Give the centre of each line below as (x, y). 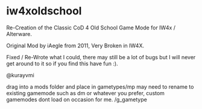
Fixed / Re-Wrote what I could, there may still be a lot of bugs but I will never (101, 57)
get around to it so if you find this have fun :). (62, 63)
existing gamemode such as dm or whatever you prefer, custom (85, 93)
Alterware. (19, 34)
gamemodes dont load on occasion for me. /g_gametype (77, 99)
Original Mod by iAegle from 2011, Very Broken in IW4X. (75, 46)
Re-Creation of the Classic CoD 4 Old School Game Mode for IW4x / (91, 28)
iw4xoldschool (44, 11)
